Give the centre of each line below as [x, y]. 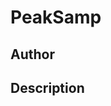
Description [47, 87]
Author [32, 54]
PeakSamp [56, 17]
